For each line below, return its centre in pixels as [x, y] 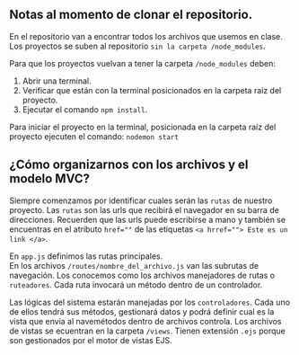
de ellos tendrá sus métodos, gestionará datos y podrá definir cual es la [142, 311]
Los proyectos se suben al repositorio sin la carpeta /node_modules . [137, 46]
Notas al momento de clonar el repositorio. [131, 15]
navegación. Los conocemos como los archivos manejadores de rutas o [142, 275]
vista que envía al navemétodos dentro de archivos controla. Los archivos [145, 321]
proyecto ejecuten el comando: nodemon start [94, 136]
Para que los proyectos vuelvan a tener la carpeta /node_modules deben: [142, 63]
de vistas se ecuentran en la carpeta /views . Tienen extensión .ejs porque [147, 331]
